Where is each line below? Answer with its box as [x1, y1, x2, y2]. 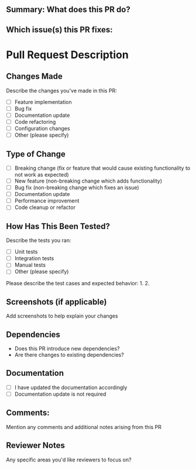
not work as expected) [14, 171, 69, 178]
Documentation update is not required [14, 390, 106, 397]
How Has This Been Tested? [6, 221, 110, 231]
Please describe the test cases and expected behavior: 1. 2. [6, 280, 150, 287]
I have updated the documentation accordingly [14, 384, 128, 391]
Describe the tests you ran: [6, 237, 71, 244]
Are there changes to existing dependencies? [14, 352, 124, 359]
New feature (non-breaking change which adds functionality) [14, 177, 163, 184]
